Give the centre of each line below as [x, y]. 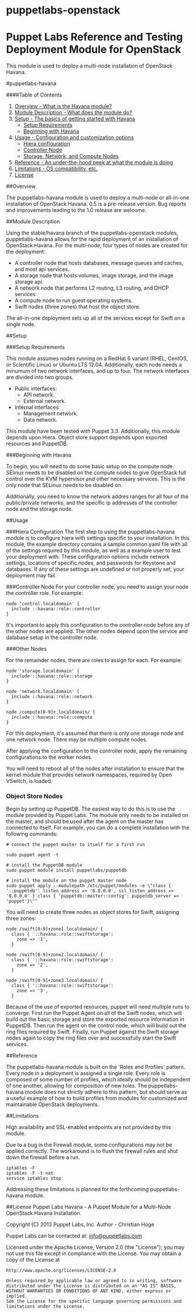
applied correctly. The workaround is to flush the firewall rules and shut [92, 1151]
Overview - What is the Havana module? [63, 106]
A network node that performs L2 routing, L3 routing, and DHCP [92, 288]
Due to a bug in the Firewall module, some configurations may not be [89, 1145]
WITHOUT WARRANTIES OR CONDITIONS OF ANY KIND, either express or [89, 1291]
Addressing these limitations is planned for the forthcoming [78, 1189]
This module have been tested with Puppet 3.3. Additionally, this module [93, 431]
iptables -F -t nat [30, 1173]
